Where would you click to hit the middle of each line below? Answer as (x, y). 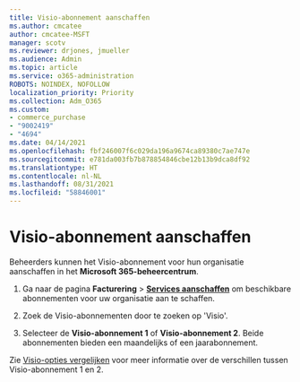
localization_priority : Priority (72, 92)
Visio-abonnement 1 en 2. (56, 369)
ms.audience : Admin (46, 59)
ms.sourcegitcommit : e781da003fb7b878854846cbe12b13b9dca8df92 (130, 159)
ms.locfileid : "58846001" (57, 193)
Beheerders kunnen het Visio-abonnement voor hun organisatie (127, 262)
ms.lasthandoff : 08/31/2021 (62, 185)
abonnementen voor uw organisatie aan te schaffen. (118, 298)
